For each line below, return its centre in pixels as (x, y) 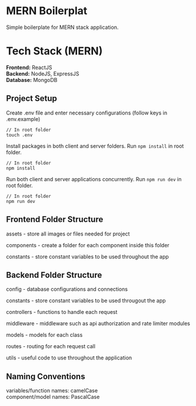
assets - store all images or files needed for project (68, 234)
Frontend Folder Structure (55, 220)
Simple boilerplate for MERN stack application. (62, 27)
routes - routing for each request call (51, 346)
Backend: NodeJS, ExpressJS (43, 73)
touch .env (19, 135)
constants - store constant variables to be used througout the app (86, 301)
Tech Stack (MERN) (54, 51)
